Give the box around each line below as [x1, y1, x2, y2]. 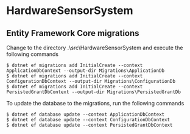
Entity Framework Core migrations [6, 28, 139, 38]
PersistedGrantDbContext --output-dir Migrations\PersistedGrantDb [6, 89, 181, 95]
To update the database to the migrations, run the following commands [6, 100, 185, 107]
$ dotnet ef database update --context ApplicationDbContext [6, 111, 165, 118]
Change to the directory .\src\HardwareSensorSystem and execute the [6, 44, 183, 51]
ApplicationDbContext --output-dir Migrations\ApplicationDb [6, 68, 165, 74]
